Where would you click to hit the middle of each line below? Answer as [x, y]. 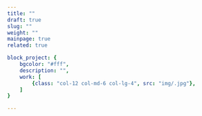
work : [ [30, 77]
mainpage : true [29, 39]
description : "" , [44, 70]
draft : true [24, 20]
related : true [28, 45]
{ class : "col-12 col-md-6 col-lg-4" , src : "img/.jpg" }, [114, 83]
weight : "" [23, 33]
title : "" [21, 13]
